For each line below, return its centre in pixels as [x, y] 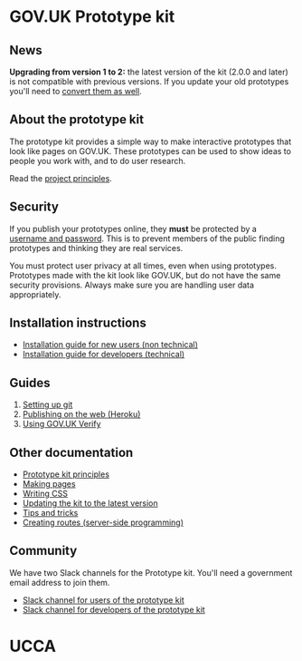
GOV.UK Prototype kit [92, 17]
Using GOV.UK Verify [61, 424]
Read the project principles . [61, 178]
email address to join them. [60, 582]
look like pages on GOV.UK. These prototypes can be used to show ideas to [151, 151]
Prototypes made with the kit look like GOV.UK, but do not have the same [145, 275]
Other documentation [71, 452]
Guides [30, 383]
